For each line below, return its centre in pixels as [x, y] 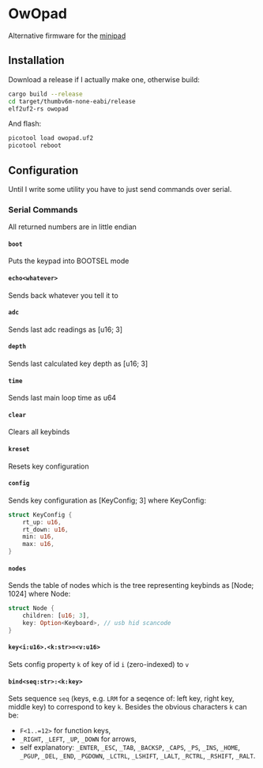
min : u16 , [39, 537]
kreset [19, 450]
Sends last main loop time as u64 [62, 398]
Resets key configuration [49, 466]
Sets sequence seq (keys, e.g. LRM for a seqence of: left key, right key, [121, 698]
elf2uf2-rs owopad [38, 109]
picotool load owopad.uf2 [51, 138]
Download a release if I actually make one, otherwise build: [104, 79]
